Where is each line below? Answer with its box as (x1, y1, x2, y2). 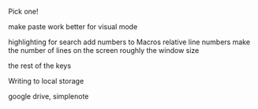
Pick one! (8, 7, 39, 16)
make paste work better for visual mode (8, 22, 138, 31)
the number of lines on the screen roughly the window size (8, 46, 200, 54)
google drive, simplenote (8, 92, 89, 101)
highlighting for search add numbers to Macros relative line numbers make (8, 37, 251, 47)
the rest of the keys (8, 61, 72, 70)
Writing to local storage (8, 77, 84, 85)
